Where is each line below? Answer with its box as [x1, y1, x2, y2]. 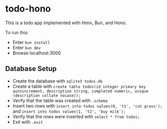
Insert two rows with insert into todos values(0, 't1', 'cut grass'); [12, 103, 162, 109]
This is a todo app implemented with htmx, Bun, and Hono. [5, 20, 127, 26]
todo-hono [5, 3, 51, 15]
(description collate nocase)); [12, 93, 81, 98]
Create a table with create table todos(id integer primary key [12, 83, 146, 89]
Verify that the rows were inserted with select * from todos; [12, 113, 140, 119]
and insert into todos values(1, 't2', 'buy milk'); [12, 108, 126, 114]
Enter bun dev [12, 44, 41, 50]
